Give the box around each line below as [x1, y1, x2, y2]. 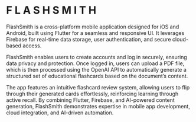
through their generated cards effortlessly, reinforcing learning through [6, 90, 179, 97]
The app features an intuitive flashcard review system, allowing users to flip [6, 84, 190, 91]
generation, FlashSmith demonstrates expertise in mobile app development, [6, 102, 190, 110]
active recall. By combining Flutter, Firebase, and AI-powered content [6, 96, 175, 104]
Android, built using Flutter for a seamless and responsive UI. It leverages [6, 29, 185, 36]
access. [22, 42, 42, 49]
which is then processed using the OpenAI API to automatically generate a [6, 66, 187, 73]
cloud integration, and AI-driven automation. [6, 109, 114, 116]
